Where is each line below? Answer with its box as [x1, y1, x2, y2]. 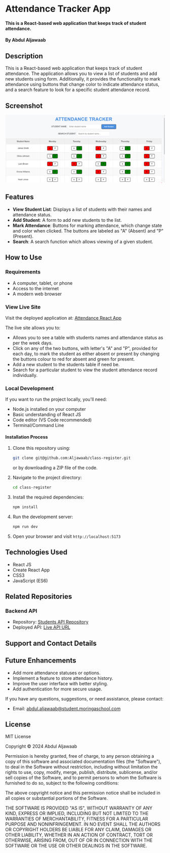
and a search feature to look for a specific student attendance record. [5, 87, 151, 93]
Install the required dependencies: [12, 494, 84, 500]
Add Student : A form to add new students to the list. [12, 217, 122, 223]
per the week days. [12, 340, 53, 346]
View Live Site [5, 303, 41, 311]
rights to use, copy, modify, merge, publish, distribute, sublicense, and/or [5, 769, 158, 776]
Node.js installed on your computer [12, 406, 86, 412]
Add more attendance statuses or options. [12, 670, 101, 676]
